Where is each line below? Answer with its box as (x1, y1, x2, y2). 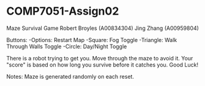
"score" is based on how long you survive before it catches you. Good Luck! (6, 61, 199, 68)
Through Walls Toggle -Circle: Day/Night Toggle (6, 43, 127, 50)
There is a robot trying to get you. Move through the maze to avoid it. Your (6, 54, 193, 62)
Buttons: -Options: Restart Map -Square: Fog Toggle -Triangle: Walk (6, 36, 177, 43)
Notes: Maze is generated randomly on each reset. (6, 73, 135, 80)
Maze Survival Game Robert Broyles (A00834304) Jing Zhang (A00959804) (6, 24, 199, 32)
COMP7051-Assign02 (6, 4, 119, 18)
